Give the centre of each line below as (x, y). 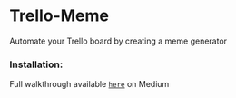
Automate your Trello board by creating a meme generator (118, 41)
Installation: (36, 64)
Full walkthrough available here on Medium (89, 84)
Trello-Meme (59, 16)
